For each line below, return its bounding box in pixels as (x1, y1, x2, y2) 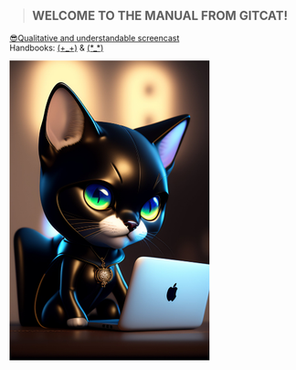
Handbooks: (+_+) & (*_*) (9, 42, 104, 53)
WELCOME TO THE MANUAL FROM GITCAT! (31, 8, 289, 24)
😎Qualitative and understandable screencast (9, 32, 180, 43)
